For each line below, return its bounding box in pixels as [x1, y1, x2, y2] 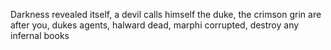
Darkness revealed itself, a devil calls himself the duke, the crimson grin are [10, 9, 322, 20]
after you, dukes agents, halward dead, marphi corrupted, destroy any [10, 19, 300, 31]
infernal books [10, 30, 70, 41]
